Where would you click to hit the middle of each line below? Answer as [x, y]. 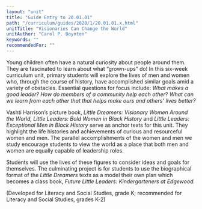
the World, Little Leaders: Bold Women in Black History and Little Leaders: [98, 118]
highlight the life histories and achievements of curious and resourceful [94, 131]
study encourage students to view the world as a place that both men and [98, 144]
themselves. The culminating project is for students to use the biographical [99, 168]
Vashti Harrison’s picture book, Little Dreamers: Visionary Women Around [97, 112]
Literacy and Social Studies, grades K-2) [56, 199]
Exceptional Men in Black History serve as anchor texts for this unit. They [97, 125]
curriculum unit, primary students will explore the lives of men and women [98, 75]
